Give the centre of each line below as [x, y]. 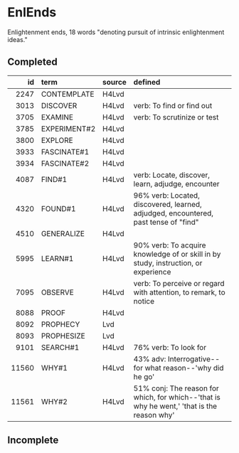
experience [152, 272]
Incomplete [33, 441]
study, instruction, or [168, 262]
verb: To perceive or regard [179, 283]
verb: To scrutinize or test [176, 117]
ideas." [17, 39]
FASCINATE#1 [65, 151]
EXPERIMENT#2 [68, 129]
